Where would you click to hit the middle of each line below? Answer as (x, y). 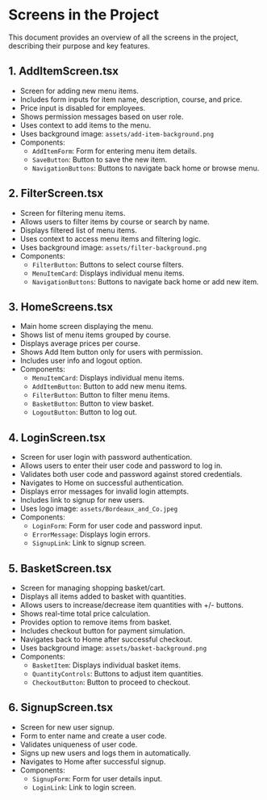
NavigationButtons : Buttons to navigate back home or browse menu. (146, 168)
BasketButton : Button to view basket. (93, 404)
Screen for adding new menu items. (79, 91)
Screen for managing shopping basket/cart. (92, 588)
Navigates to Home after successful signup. (93, 761)
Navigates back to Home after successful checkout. (106, 639)
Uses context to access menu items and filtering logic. (111, 238)
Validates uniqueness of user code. (79, 744)
